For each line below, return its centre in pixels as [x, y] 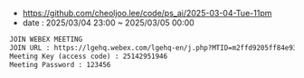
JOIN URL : [30, 48]
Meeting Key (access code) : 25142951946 [89, 56]
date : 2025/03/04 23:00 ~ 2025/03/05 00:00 [108, 23]
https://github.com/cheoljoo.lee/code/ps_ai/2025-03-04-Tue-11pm [147, 13]
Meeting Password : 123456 [60, 64]
